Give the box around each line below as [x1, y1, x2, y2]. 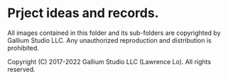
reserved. [7, 65, 36, 73]
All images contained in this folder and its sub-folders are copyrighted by [7, 28, 222, 37]
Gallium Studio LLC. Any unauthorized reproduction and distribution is [7, 36, 212, 44]
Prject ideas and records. [7, 5, 159, 21]
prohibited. [7, 43, 39, 52]
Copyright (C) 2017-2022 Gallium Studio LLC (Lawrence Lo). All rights [7, 57, 212, 65]
